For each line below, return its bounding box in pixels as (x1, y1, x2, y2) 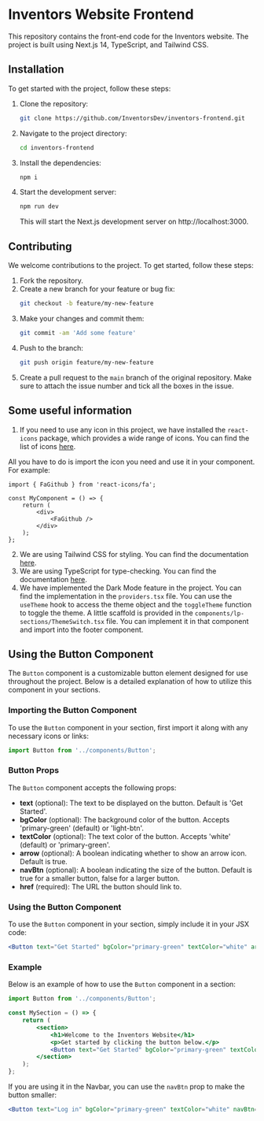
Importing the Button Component (8, 705, 137, 716)
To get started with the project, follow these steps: (8, 84, 171, 93)
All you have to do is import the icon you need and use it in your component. (8, 457, 255, 466)
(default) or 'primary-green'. (19, 840, 111, 849)
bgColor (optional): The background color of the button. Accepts (19, 815, 230, 824)
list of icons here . (19, 441, 76, 451)
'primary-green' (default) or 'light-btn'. (19, 823, 144, 833)
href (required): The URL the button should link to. (19, 882, 182, 891)
